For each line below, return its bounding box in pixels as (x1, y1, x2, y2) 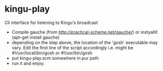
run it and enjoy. (11, 60, 45, 66)
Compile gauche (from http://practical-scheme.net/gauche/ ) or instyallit (11, 29, 158, 35)
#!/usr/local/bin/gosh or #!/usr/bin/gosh (11, 50, 93, 56)
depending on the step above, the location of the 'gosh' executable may (11, 39, 158, 45)
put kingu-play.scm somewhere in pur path (11, 55, 99, 61)
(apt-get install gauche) (11, 34, 60, 40)
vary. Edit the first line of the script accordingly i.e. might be (11, 45, 133, 50)
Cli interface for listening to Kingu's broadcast (4, 20, 98, 25)
